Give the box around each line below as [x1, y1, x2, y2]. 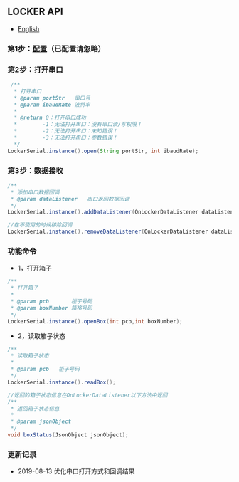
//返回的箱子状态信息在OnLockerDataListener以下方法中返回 [7, 392, 168, 399]
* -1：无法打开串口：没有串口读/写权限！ [14, 121, 142, 128]
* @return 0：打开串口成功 [14, 114, 87, 122]
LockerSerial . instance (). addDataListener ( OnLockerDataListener [7, 209, 199, 216]
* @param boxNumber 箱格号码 [10, 304, 92, 312]
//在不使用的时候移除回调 [7, 221, 73, 229]
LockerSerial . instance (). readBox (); [7, 379, 116, 386]
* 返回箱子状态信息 [10, 405, 60, 412]
